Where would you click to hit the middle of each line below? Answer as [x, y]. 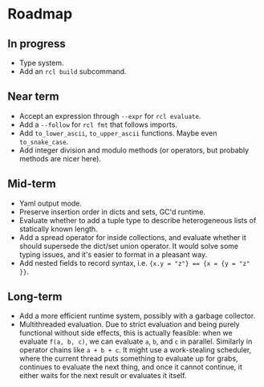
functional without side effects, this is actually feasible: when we [126, 333]
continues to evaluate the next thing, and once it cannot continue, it [130, 367]
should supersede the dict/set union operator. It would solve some [128, 246]
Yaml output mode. [50, 203]
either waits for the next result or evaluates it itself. [103, 376]
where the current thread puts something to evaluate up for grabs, [128, 359]
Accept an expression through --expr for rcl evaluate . [110, 116]
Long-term [35, 297]
